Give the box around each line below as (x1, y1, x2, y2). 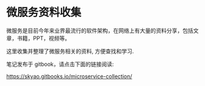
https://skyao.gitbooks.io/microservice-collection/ (6, 73, 132, 80)
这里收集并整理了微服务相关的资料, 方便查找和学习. (6, 47, 134, 55)
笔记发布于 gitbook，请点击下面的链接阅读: (6, 60, 114, 68)
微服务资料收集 (6, 5, 82, 20)
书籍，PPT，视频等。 (16, 34, 70, 41)
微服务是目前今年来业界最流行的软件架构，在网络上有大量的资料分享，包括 (6, 27, 193, 34)
